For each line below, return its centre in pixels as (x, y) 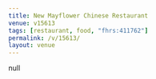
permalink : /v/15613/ (44, 38)
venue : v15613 (32, 23)
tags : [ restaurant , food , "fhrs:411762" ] (78, 30)
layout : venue (32, 45)
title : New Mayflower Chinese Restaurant (78, 16)
